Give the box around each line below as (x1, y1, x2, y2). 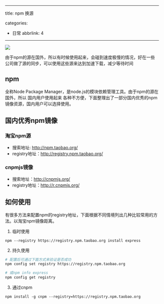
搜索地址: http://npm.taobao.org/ (12, 144, 78, 150)
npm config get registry (5, 275, 56, 280)
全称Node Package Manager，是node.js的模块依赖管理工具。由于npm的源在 (5, 89, 159, 94)
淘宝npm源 (5, 133, 31, 140)
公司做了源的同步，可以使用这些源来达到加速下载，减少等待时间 (5, 61, 133, 66)
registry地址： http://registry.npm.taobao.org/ (12, 150, 103, 157)
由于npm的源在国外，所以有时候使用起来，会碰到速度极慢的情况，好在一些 (5, 54, 155, 60)
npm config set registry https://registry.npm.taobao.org (5, 261, 125, 267)
